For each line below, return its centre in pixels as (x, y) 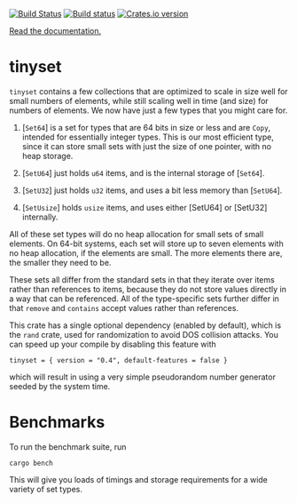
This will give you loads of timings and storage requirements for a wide (139, 479)
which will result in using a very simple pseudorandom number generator (143, 377)
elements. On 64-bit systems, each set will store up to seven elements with (146, 244)
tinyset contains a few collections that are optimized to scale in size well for (148, 91)
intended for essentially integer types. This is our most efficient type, (148, 137)
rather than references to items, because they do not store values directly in (148, 289)
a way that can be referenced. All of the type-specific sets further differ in (144, 299)
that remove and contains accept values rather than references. (124, 307)
